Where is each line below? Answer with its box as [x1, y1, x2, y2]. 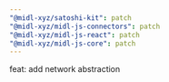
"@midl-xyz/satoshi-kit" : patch [9, 13, 132, 23]
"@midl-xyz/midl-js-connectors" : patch [9, 22, 161, 31]
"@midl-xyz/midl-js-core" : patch [9, 38, 136, 48]
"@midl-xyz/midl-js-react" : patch [9, 30, 141, 39]
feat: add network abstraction [9, 64, 121, 75]
